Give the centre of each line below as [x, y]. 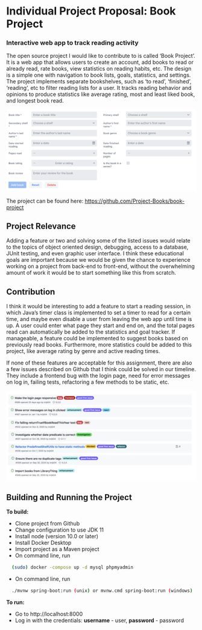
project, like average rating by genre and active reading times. [83, 351]
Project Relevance [41, 226]
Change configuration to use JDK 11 [59, 530]
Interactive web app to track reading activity [72, 43]
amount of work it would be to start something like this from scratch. [91, 273]
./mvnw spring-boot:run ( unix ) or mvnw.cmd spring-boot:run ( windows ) [102, 591]
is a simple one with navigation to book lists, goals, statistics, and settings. [99, 75]
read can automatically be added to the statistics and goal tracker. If [91, 332]
